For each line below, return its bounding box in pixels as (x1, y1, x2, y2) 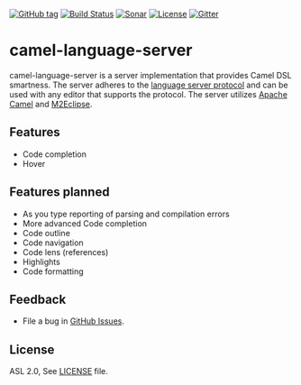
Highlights (22, 256, 60, 267)
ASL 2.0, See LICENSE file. (9, 366, 108, 377)
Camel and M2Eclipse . (9, 98, 93, 109)
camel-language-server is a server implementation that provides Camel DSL (9, 69, 292, 80)
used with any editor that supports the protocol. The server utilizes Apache (9, 88, 288, 99)
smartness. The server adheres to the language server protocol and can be (9, 79, 288, 90)
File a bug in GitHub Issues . (22, 316, 124, 326)
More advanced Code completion (22, 217, 147, 229)
